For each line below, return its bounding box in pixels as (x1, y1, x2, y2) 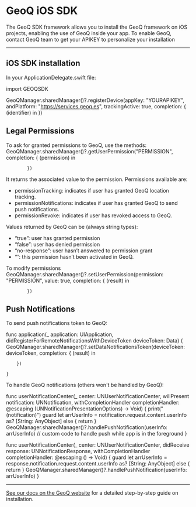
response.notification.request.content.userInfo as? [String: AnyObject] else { (6, 460, 190, 467)
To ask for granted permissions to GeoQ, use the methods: (6, 142, 147, 149)
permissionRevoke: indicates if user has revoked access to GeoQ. (14, 212, 172, 219)
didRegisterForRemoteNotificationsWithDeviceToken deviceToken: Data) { (6, 337, 183, 344)
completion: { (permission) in (6, 154, 76, 161)
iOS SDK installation (6, 59, 80, 68)
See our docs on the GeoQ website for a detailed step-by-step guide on (6, 489, 178, 496)
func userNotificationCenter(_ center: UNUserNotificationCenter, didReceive (6, 441, 190, 448)
